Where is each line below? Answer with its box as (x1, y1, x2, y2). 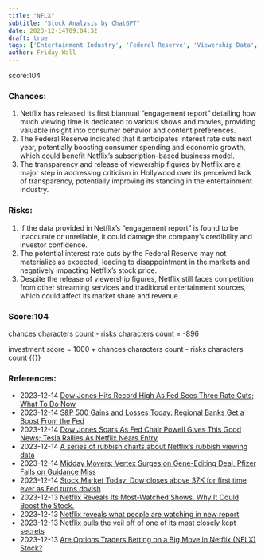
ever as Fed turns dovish (19, 484, 101, 494)
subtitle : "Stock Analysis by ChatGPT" (8, 19, 141, 27)
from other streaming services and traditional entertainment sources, (19, 282, 247, 292)
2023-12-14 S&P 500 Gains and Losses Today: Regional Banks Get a (19, 408, 244, 417)
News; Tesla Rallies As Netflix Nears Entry (19, 433, 158, 443)
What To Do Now (19, 400, 76, 409)
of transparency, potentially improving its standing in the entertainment (19, 176, 253, 186)
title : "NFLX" (8, 11, 56, 20)
